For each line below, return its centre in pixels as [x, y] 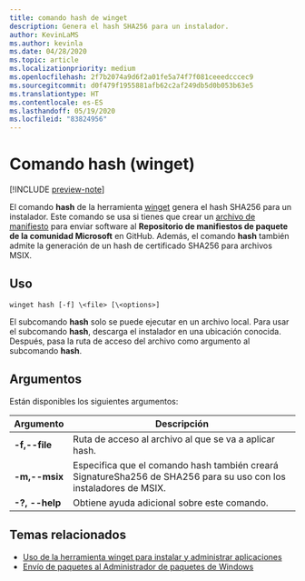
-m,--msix [39, 476]
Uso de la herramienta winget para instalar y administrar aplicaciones [152, 556]
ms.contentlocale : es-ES [56, 102]
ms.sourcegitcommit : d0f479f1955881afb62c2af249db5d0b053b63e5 [132, 85]
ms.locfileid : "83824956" [58, 119]
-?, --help [38, 503]
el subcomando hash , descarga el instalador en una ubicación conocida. [145, 331]
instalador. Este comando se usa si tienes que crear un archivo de [133, 217]
